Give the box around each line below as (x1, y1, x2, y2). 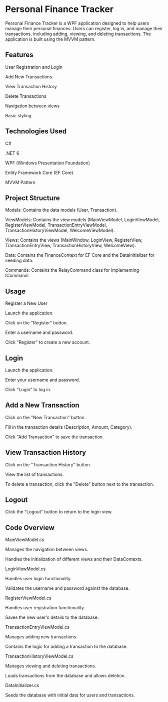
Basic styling (5, 112, 31, 118)
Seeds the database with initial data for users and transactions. (5, 692, 135, 698)
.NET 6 (5, 150, 19, 156)
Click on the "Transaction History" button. (5, 461, 91, 467)
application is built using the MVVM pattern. (5, 36, 96, 42)
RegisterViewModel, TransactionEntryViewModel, (5, 222, 107, 228)
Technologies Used (5, 127, 66, 136)
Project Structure (5, 194, 60, 202)
